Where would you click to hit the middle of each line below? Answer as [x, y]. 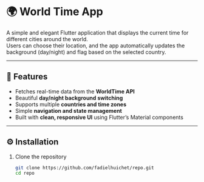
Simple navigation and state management [69, 110]
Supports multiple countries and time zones [71, 104]
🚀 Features [27, 77]
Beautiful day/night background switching [69, 98]
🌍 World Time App [55, 12]
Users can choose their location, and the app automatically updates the [96, 45]
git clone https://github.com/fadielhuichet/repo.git [84, 167]
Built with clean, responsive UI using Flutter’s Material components [99, 117]
